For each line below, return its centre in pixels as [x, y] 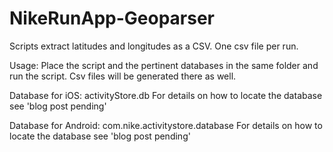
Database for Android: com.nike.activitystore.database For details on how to [166, 125]
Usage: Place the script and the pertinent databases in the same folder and [164, 65]
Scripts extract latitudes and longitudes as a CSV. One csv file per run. [154, 46]
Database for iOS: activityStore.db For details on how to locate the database [166, 95]
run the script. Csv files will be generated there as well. [123, 76]
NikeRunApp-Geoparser [112, 18]
